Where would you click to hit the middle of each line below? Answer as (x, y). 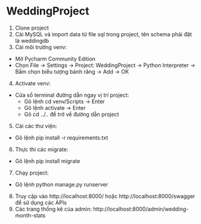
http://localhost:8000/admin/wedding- (141, 209)
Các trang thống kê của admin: (53, 209)
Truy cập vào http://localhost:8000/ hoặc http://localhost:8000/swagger (105, 196)
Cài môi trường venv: (41, 47)
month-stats (30, 215)
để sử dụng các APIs (41, 202)
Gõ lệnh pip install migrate (47, 161)
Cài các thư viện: (36, 126)
